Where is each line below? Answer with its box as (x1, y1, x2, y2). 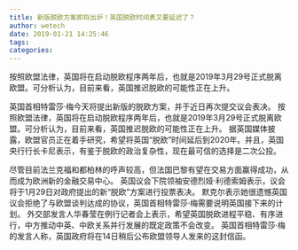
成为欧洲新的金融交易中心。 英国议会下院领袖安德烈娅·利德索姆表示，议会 (16, 176, 286, 186)
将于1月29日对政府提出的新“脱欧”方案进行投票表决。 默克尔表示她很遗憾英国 (9, 187, 288, 198)
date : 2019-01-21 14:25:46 (9, 29, 109, 38)
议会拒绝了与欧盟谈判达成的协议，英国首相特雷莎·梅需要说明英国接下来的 (9, 198, 277, 208)
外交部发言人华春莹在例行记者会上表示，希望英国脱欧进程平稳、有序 (26, 209, 276, 220)
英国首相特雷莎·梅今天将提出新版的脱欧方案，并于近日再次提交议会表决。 (9, 101, 277, 112)
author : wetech (9, 21, 66, 30)
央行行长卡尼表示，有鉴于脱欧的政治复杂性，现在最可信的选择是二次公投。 (9, 145, 281, 156)
